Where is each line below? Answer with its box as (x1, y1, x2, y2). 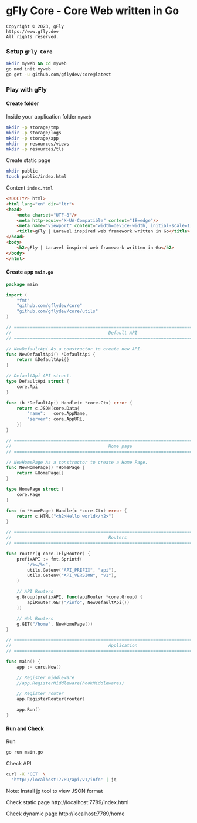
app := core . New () (16, 664, 62, 670)
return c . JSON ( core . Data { (16, 405, 80, 411)
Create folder (6, 100, 39, 107)
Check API (6, 760, 32, 767)
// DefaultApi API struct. (6, 373, 72, 379)
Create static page (6, 157, 51, 164)
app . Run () (16, 707, 41, 713)
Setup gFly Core (6, 47, 53, 55)
